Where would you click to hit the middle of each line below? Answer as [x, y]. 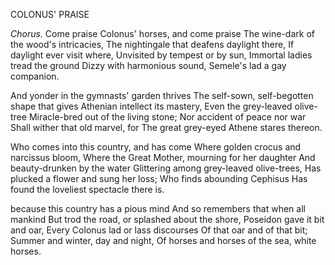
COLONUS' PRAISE [50, 14]
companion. [35, 76]
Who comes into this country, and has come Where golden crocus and [156, 147]
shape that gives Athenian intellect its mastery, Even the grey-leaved [151, 106]
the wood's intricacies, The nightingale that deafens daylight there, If [152, 44]
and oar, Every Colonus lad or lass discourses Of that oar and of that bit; [159, 230]
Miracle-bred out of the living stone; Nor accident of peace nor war [167, 117]
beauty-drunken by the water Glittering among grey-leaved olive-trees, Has [166, 168]
